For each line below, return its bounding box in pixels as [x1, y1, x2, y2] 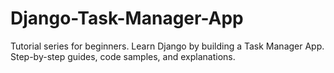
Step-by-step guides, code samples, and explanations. [10, 50, 236, 62]
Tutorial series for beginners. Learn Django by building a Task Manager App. [10, 40, 325, 52]
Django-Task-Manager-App [10, 7, 244, 30]
